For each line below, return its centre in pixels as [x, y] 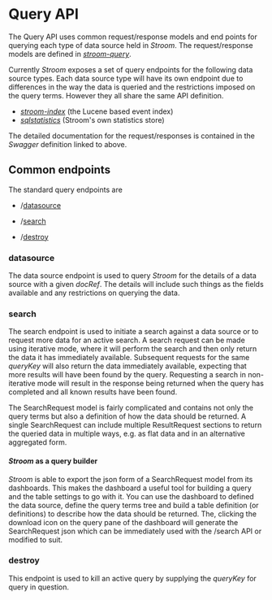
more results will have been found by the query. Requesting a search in [127, 375]
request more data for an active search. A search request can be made [127, 340]
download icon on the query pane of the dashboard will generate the [123, 522]
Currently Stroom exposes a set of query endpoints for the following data [131, 69]
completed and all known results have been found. [93, 392]
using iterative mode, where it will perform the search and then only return [133, 349]
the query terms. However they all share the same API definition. [116, 95]
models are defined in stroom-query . [70, 54]
